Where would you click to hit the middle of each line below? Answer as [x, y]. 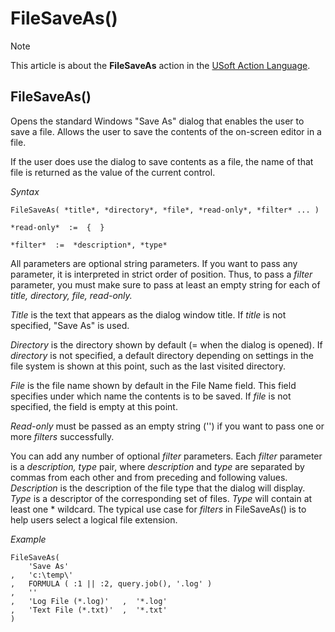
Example [28, 539]
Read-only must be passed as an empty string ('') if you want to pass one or [167, 426]
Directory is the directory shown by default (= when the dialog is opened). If [166, 344]
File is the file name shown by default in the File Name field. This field [153, 385]
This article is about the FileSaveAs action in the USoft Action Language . [160, 65]
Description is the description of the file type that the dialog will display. [158, 488]
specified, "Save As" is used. [70, 325]
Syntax [25, 191]
